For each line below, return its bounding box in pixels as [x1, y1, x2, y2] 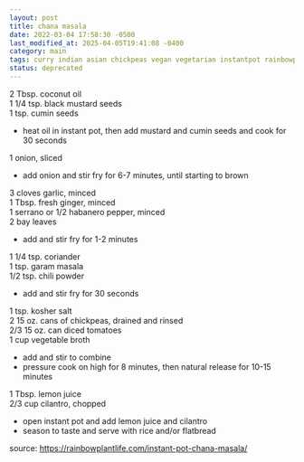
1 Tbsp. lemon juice [9, 388, 81, 399]
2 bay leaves [9, 216, 57, 227]
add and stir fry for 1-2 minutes [22, 233, 138, 244]
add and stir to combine [22, 352, 111, 363]
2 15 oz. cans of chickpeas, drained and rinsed [9, 315, 184, 325]
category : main [9, 47, 67, 56]
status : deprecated [9, 64, 83, 73]
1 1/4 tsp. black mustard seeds [9, 98, 122, 108]
